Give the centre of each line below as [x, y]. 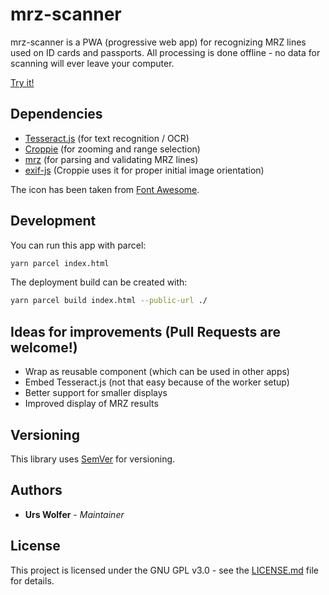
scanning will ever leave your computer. [92, 63]
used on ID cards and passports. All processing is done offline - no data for [165, 52]
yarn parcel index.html [60, 263]
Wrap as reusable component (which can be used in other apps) [157, 372]
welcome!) [44, 347]
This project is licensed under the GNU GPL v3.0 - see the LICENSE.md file [164, 570]
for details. [32, 580]
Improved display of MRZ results [91, 404]
